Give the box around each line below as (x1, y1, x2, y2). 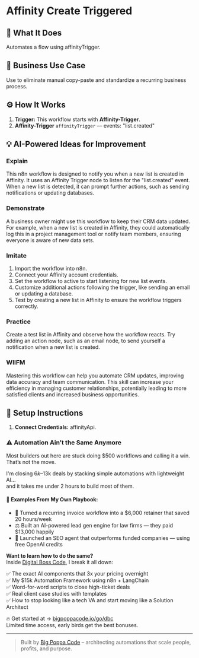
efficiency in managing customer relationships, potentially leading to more (6, 384, 187, 392)
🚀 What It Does (6, 28, 62, 38)
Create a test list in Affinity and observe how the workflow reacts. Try (6, 331, 176, 338)
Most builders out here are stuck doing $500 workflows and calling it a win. (6, 452, 191, 459)
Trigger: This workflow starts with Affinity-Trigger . (14, 116, 140, 123)
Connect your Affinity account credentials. (14, 271, 118, 278)
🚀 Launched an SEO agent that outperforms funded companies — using (14, 534, 190, 541)
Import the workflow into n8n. (14, 265, 88, 272)
